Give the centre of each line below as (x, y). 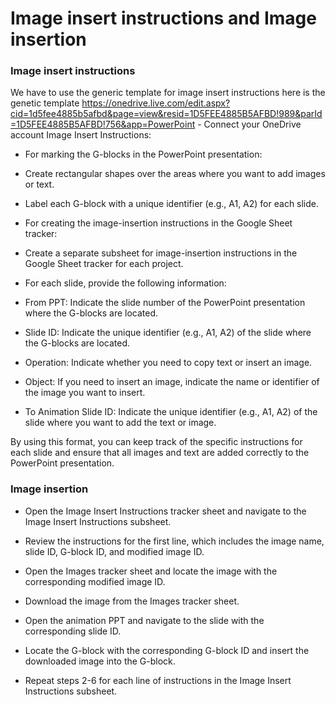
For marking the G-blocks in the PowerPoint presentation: (143, 154)
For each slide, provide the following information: (125, 283)
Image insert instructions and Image (163, 18)
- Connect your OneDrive (249, 124)
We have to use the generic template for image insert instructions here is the (168, 93)
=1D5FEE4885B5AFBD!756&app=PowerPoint (103, 124)
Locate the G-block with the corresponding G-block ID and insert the (167, 650)
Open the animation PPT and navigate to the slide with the (144, 620)
